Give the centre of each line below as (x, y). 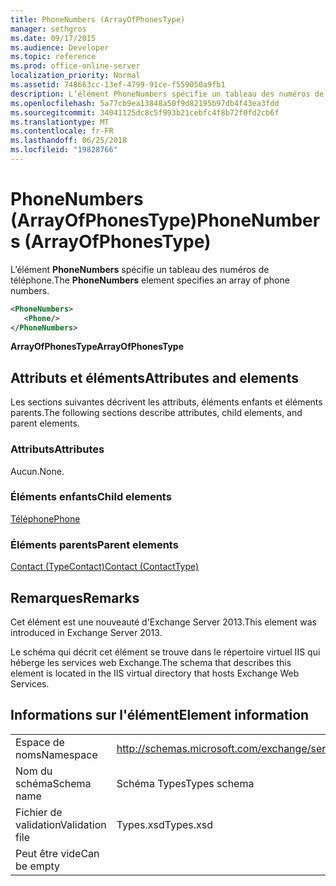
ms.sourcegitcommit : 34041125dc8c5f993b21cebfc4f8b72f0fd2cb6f (145, 112)
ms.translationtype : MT (60, 122)
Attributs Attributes (57, 449)
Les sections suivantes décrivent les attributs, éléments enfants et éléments (166, 402)
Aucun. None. (37, 471)
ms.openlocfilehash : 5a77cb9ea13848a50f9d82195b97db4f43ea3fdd (145, 103)
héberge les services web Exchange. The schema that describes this (151, 662)
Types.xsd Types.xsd (165, 824)
